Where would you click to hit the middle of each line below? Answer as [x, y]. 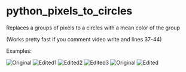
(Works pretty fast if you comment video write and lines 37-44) [84, 39]
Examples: [19, 51]
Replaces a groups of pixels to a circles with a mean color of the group [93, 28]
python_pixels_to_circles [69, 11]
